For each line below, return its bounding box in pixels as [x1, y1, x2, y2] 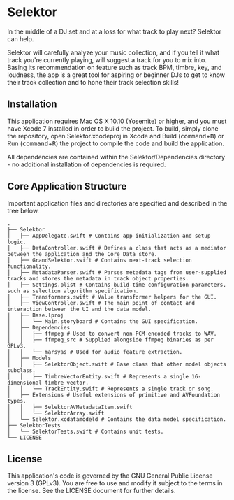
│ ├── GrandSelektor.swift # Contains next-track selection [7, 257, 192, 264]
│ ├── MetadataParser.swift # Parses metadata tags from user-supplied [7, 269, 227, 276]
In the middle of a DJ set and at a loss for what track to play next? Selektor [7, 27, 222, 36]
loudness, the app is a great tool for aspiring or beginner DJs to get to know [7, 71, 226, 79]
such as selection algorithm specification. [7, 287, 139, 294]
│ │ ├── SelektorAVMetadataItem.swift [7, 403, 133, 410]
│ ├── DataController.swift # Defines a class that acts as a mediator [7, 244, 227, 252]
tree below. [7, 206, 40, 215]
